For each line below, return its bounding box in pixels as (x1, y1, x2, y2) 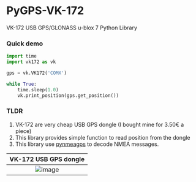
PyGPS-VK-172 (6, 4, 85, 18)
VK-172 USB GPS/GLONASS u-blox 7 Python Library (6, 24, 138, 31)
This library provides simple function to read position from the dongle (15, 134, 191, 141)
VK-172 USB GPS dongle (9, 154, 85, 163)
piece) (15, 127, 32, 135)
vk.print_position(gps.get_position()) (17, 93, 119, 99)
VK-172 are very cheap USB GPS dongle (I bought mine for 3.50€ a (15, 121, 184, 128)
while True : (6, 81, 37, 87)
